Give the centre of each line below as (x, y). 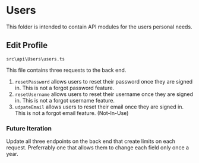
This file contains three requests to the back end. (66, 70)
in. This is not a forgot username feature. (64, 100)
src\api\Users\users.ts (36, 59)
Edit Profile (27, 45)
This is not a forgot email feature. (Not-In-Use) (72, 113)
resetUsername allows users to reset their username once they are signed (104, 94)
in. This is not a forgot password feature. (64, 88)
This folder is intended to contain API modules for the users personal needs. (99, 27)
